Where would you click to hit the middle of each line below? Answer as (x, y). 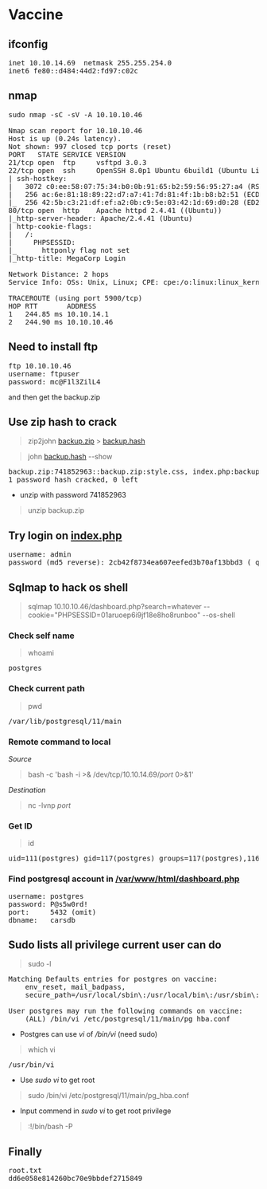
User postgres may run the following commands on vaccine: (126, 1011)
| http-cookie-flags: (50, 226)
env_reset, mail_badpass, (75, 987)
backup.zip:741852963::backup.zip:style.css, (99, 472)
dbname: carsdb (42, 920)
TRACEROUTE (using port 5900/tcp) (75, 298)
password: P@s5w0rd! (48, 904)
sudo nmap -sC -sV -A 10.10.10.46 (75, 114)
